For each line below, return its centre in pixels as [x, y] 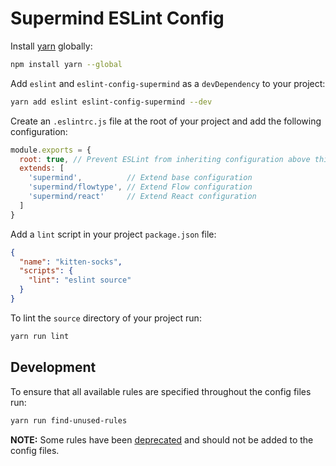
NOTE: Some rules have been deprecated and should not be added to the [162, 439]
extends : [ [42, 168]
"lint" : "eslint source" [80, 280]
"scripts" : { [46, 271]
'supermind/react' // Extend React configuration [142, 197]
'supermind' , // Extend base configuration [140, 178]
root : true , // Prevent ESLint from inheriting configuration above [165, 159]
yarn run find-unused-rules [69, 420]
